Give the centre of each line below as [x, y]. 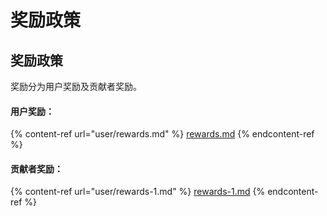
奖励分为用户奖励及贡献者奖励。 [76, 86]
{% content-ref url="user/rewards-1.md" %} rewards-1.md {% [138, 192]
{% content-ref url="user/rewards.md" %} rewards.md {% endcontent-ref [162, 134]
